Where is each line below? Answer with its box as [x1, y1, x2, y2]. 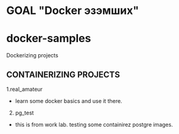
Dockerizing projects [6, 52, 59, 59]
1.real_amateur [6, 85, 43, 93]
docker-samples [6, 32, 91, 46]
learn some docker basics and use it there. [15, 97, 123, 104]
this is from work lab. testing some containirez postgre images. [15, 121, 174, 128]
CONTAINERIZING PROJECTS [6, 69, 121, 80]
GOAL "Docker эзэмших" [6, 4, 139, 18]
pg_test [15, 109, 34, 116]
